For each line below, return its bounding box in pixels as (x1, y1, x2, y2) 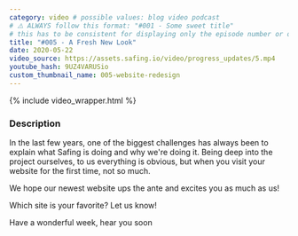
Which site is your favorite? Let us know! (9, 201, 158, 211)
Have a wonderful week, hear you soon (9, 217, 153, 228)
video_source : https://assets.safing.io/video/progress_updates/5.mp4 (9, 54, 276, 63)
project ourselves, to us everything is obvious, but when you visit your (9, 156, 266, 167)
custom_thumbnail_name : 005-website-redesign (9, 71, 180, 80)
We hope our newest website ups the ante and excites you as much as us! (9, 183, 280, 193)
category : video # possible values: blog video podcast (9, 12, 220, 22)
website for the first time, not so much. (9, 166, 151, 177)
